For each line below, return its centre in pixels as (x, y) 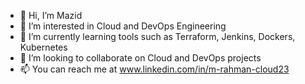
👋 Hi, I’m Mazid (51, 15)
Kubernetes (43, 47)
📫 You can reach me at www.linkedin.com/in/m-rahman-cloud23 (154, 69)
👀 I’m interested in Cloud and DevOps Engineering (123, 26)
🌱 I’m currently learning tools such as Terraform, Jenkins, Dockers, (157, 36)
